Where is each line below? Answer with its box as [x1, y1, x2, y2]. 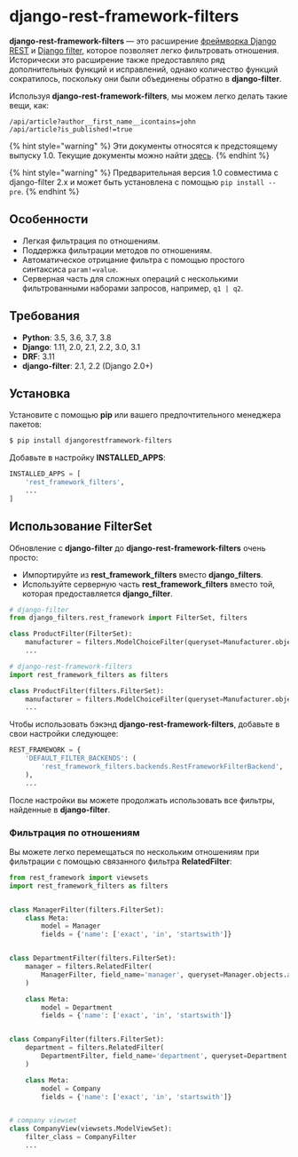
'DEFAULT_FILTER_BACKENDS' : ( [25, 754, 137, 763]
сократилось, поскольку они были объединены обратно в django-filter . [9, 73, 282, 84]
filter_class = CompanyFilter [25, 1133, 137, 1142]
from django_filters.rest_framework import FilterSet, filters [9, 613, 248, 623]
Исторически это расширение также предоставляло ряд [9, 54, 225, 65]
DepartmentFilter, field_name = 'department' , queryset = [41, 1051, 248, 1061]
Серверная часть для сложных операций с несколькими [21, 273, 239, 283]
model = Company [41, 1084, 101, 1093]
